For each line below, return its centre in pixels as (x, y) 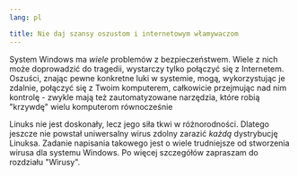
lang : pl (26, 17)
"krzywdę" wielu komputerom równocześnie (91, 106)
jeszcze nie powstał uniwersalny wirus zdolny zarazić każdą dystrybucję (144, 133)
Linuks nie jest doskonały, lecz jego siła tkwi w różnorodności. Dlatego (139, 124)
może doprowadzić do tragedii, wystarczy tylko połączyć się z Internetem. (147, 69)
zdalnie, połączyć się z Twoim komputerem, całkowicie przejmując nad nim (148, 88)
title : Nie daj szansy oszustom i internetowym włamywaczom (124, 34)
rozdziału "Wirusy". (45, 162)
